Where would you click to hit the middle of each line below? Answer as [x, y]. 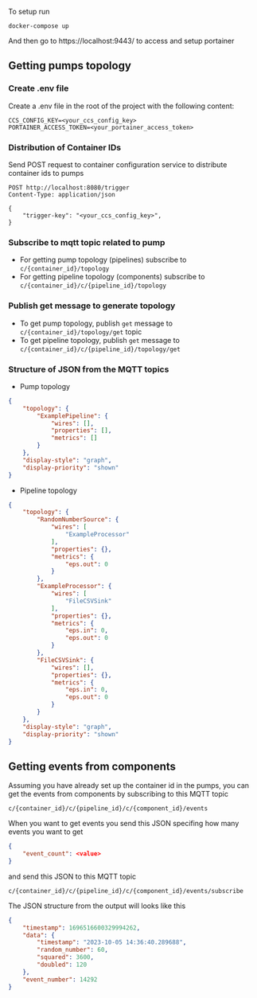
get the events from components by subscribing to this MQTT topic [119, 794]
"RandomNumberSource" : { [78, 520]
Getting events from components [92, 766]
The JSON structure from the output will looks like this [97, 906]
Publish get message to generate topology [92, 306]
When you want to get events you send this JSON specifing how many [124, 824]
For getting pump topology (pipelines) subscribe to [103, 260]
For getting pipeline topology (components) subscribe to [112, 277]
